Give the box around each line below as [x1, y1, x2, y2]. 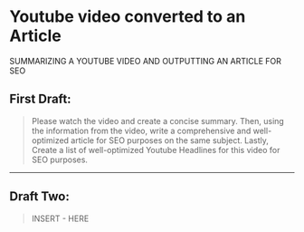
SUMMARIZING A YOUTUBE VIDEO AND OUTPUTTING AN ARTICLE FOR [9, 55, 282, 66]
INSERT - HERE [31, 213, 90, 224]
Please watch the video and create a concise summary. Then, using [31, 115, 285, 126]
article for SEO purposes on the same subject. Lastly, [71, 134, 270, 146]
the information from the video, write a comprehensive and [31, 125, 252, 136]
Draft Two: [9, 188, 70, 205]
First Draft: [9, 92, 71, 107]
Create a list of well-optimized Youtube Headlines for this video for [31, 144, 280, 155]
